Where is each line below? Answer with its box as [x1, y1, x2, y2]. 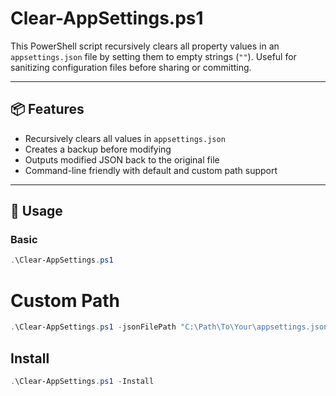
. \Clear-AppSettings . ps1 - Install [10, 376, 155, 386]
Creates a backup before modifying [24, 143, 172, 155]
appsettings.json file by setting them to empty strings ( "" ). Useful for [10, 50, 297, 62]
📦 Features [10, 101, 85, 118]
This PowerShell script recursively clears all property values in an [10, 40, 280, 52]
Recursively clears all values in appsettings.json [24, 132, 226, 144]
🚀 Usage [10, 203, 63, 220]
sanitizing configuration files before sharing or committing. [10, 61, 252, 73]
